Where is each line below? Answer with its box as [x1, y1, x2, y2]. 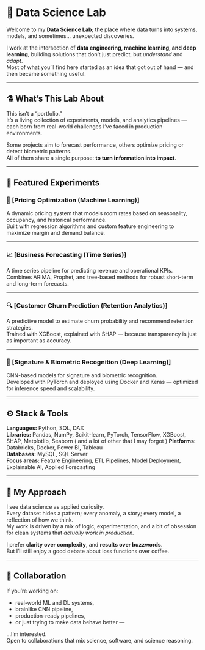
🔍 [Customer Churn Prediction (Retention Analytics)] [6, 301, 168, 309]
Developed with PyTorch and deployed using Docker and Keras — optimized [6, 379, 198, 386]
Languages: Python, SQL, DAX [6, 424, 84, 432]
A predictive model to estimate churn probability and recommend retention [6, 317, 194, 325]
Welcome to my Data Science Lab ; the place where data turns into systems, [6, 26, 198, 33]
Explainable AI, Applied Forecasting [6, 463, 96, 471]
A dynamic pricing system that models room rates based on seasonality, [6, 210, 188, 217]
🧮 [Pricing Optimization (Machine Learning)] [6, 196, 140, 204]
